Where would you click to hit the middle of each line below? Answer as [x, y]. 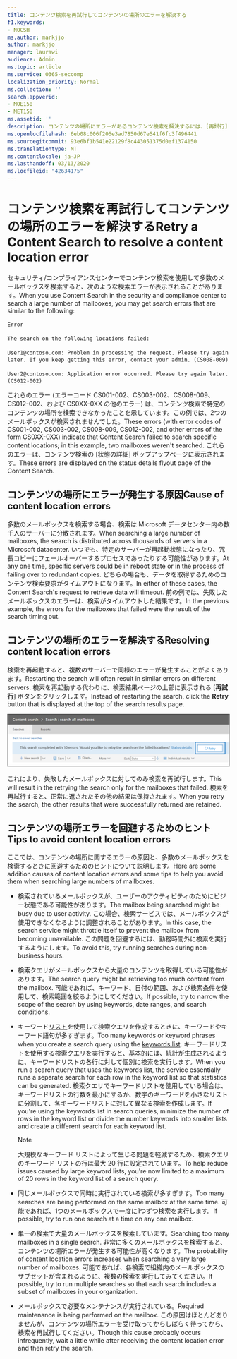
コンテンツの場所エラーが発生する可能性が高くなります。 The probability [122, 1251]
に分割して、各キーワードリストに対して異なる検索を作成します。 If [115, 1104]
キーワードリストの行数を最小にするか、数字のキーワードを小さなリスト [122, 1094]
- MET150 [20, 112]
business [31, 955]
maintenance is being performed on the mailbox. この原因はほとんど [117, 1315]
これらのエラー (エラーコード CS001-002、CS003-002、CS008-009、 [111, 394]
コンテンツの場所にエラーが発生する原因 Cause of [116, 495]
